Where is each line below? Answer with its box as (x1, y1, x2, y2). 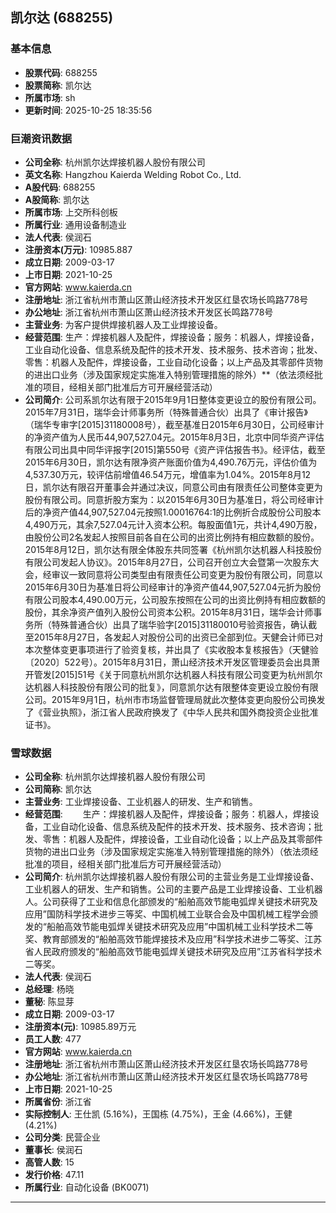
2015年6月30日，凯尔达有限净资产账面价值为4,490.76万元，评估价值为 (24, 456, 318, 468)
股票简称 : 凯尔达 (24, 79, 92, 91)
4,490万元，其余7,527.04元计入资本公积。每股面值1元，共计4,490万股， (24, 518, 323, 530)
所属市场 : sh (24, 91, 76, 103)
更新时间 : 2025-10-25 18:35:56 (24, 104, 153, 116)
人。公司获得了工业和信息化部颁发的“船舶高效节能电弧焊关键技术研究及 (24, 896, 318, 908)
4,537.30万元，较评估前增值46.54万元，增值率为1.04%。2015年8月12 (24, 468, 312, 480)
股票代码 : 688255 (24, 66, 98, 78)
